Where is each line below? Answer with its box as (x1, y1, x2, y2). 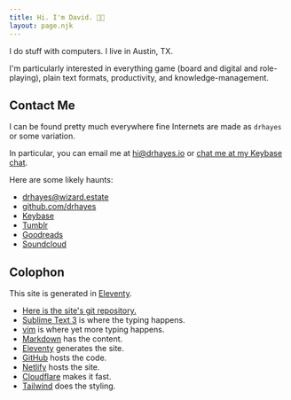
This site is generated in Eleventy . (9, 288, 132, 299)
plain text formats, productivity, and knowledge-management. (43, 72, 269, 82)
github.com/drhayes (21, 201, 97, 212)
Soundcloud (21, 239, 67, 249)
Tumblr (21, 220, 49, 231)
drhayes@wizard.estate (21, 192, 109, 202)
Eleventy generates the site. (21, 343, 124, 354)
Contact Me (9, 98, 75, 113)
